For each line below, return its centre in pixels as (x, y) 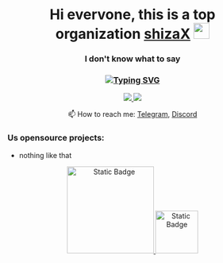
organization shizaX (123, 34)
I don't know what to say (133, 59)
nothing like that (45, 155)
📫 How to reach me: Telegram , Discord (133, 114)
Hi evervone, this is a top (133, 15)
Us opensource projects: (56, 138)
